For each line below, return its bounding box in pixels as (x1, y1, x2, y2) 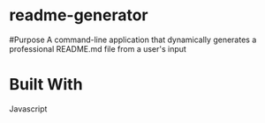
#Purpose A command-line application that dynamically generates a (9, 34, 257, 45)
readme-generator (9, 5, 148, 25)
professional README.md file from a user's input (9, 43, 187, 54)
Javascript (9, 103, 48, 114)
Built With (9, 75, 83, 95)
